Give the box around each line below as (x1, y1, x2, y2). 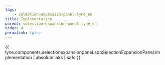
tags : (5, 7, 16, 12)
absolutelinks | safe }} (35, 55, 81, 60)
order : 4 (5, 26, 23, 31)
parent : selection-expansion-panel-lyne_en (5, 21, 97, 26)
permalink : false (5, 30, 41, 35)
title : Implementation (5, 16, 52, 21)
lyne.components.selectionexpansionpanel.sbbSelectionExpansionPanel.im (5, 49, 161, 55)
